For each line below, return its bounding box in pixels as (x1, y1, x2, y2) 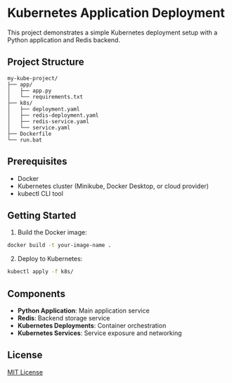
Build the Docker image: (17, 228, 88, 237)
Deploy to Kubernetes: (17, 255, 83, 263)
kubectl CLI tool (17, 189, 63, 198)
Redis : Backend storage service (17, 313, 110, 322)
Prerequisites (7, 156, 67, 168)
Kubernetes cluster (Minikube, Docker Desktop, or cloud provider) (17, 182, 210, 190)
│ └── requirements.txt (7, 93, 83, 100)
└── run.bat (7, 136, 42, 144)
